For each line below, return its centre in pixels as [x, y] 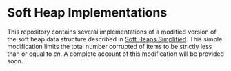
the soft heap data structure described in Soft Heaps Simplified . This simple [115, 39]
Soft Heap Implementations [87, 13]
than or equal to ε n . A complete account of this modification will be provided [115, 54]
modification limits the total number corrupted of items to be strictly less [110, 46]
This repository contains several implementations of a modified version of [112, 32]
